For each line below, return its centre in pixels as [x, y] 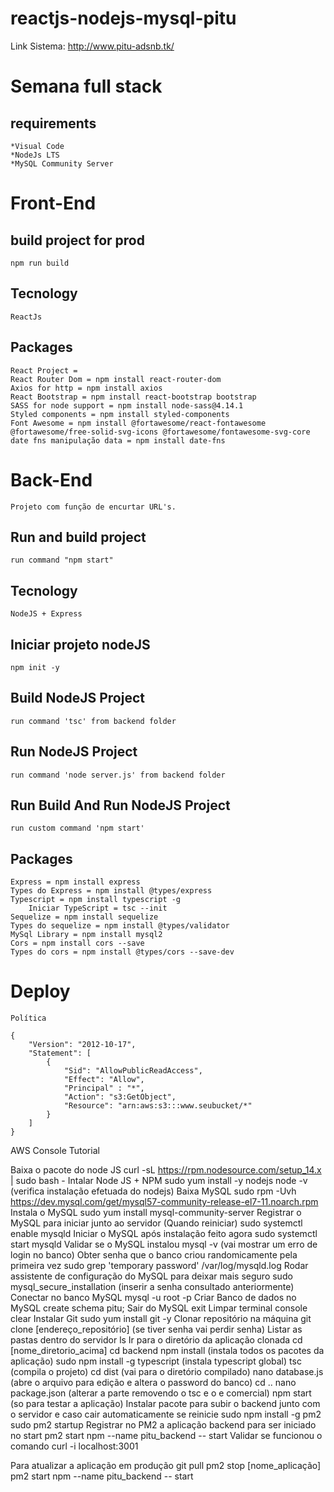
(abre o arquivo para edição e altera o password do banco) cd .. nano [153, 1383]
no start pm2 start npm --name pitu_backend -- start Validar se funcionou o [166, 1436]
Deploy [40, 991]
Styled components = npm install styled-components [120, 414]
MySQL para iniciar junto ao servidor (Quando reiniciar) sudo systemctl [156, 1223]
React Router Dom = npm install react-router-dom [116, 379]
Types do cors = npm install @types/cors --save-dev [122, 952]
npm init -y [35, 667]
